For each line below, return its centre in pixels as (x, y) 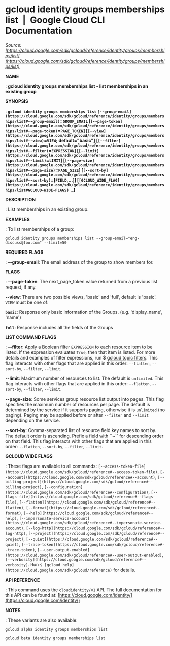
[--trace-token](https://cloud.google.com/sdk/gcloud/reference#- (93, 544)
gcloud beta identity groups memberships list (55, 638)
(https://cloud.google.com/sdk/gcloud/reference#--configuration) (77, 492)
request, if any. (21, 287)
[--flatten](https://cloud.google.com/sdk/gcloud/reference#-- (87, 502)
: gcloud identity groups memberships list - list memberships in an (77, 86)
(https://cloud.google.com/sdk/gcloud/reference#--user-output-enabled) (84, 555)
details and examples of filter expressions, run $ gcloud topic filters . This (82, 357)
